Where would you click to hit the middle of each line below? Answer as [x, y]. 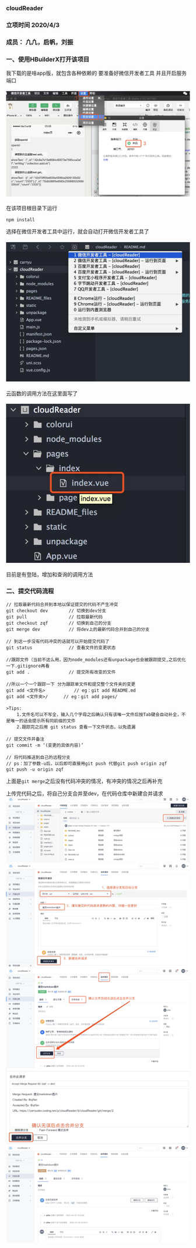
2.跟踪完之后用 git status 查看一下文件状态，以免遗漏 [76, 727]
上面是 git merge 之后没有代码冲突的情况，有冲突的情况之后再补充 [84, 781]
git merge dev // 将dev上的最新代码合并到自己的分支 [78, 630]
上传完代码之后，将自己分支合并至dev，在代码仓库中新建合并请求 [85, 793]
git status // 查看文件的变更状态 [61, 648]
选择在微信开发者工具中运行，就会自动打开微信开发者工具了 [78, 232]
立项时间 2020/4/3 [33, 25]
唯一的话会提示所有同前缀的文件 [43, 721]
